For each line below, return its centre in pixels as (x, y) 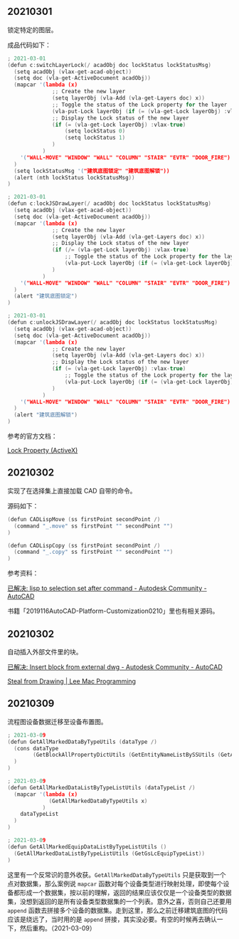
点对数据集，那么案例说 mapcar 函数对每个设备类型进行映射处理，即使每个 (115, 883)
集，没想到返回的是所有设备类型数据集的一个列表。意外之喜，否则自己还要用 (119, 901)
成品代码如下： (29, 45)
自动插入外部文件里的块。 (45, 651)
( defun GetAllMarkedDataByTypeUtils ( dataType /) (83, 742)
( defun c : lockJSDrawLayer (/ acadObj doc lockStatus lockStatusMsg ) (110, 204)
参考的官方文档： (32, 436)
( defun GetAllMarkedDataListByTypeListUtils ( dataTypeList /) (101, 787)
